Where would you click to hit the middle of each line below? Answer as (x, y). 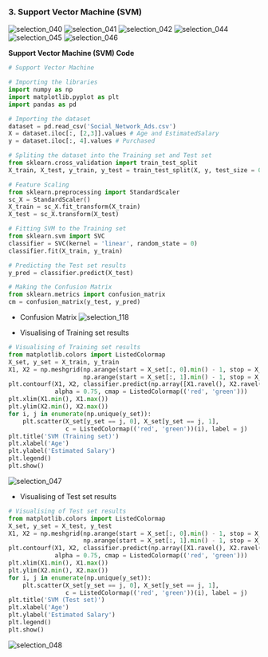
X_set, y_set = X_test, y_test (60, 526)
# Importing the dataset (49, 119)
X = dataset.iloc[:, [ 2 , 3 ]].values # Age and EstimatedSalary (114, 134)
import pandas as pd (43, 104)
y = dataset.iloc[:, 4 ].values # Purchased (82, 141)
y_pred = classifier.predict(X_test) (71, 273)
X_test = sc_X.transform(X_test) (64, 214)
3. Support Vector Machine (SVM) (75, 12)
